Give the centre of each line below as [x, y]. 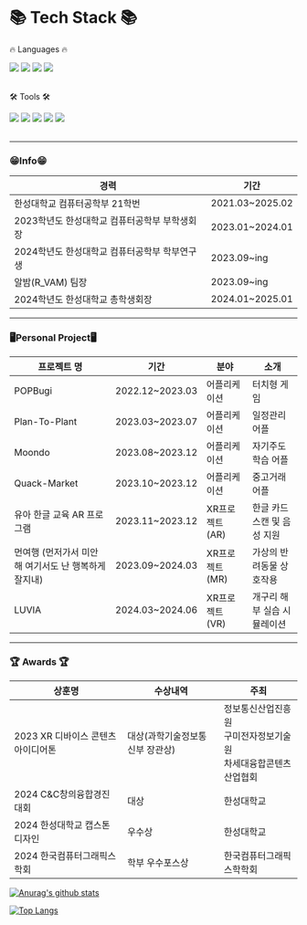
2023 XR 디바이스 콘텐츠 [65, 736]
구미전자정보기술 [258, 736]
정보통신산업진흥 [258, 709]
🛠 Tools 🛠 [30, 96]
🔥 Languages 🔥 [39, 49]
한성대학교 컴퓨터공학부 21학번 [77, 204]
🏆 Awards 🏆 [40, 662]
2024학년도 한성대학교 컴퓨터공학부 [88, 252]
